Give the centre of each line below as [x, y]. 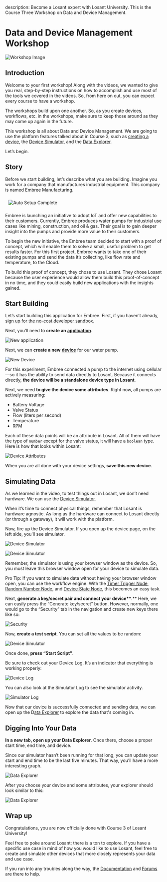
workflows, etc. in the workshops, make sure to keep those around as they [82, 116]
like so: [12, 614]
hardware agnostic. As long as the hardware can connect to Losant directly [82, 514]
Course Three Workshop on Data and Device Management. [66, 13]
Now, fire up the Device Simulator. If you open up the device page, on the [81, 529]
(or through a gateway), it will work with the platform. [60, 519]
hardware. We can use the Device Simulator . [51, 499]
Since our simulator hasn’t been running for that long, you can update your [82, 755]
